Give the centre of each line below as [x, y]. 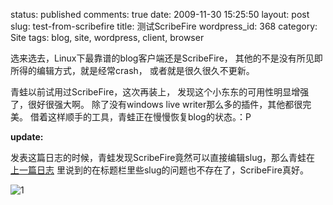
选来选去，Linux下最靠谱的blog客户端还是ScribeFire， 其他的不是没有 [153, 58]
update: [27, 137]
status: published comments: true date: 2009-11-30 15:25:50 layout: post [160, 14]
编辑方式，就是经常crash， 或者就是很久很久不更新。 [145, 70]
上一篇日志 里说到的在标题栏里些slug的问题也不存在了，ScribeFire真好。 [159, 170]
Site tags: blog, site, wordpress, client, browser [107, 37]
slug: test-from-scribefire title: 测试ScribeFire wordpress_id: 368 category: [164, 26]
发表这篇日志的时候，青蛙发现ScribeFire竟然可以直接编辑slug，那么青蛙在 [163, 157]
